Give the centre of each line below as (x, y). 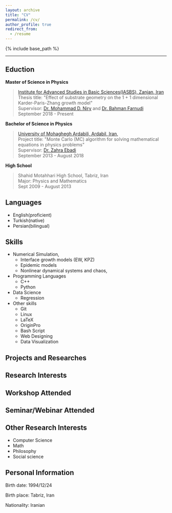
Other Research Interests (46, 428)
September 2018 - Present (46, 114)
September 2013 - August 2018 (51, 155)
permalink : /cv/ (23, 20)
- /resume (20, 34)
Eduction (20, 70)
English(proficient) (32, 215)
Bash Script (33, 331)
